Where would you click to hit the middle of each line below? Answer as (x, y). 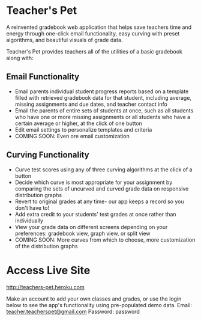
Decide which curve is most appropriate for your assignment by (94, 182)
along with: (20, 58)
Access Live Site (48, 270)
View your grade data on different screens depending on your (91, 227)
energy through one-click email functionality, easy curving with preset (93, 33)
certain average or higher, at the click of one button (79, 123)
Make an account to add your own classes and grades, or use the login (94, 299)
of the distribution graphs (46, 246)
